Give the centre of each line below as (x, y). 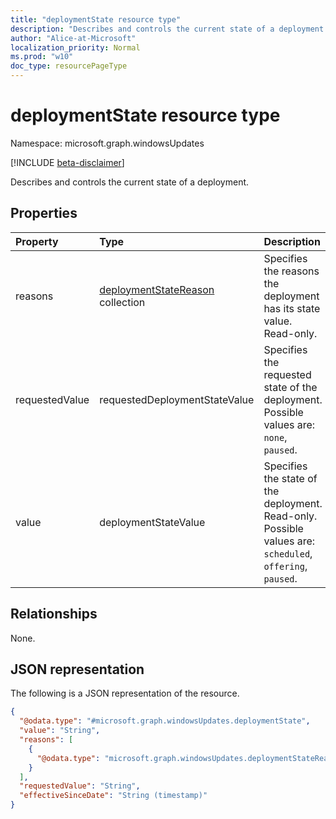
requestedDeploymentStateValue (177, 399)
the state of (290, 478)
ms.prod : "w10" (42, 57)
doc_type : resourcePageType (69, 66)
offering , (285, 566)
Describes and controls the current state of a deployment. (130, 182)
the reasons (291, 271)
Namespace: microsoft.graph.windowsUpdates (107, 143)
